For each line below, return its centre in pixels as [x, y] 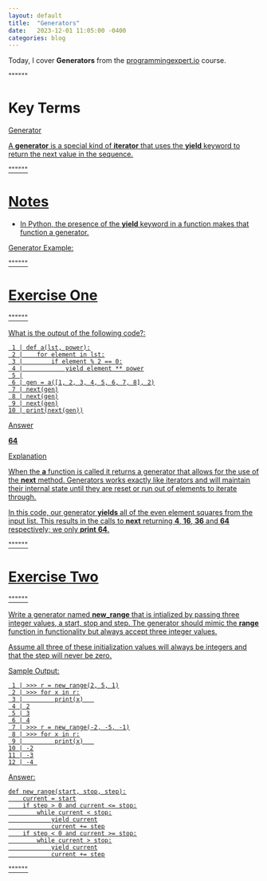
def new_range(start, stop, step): [67, 792]
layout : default [35, 16]
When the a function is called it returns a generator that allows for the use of [133, 472]
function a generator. [54, 233]
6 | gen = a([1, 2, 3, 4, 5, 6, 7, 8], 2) [83, 383]
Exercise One [53, 295]
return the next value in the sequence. [71, 154]
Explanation [27, 456]
